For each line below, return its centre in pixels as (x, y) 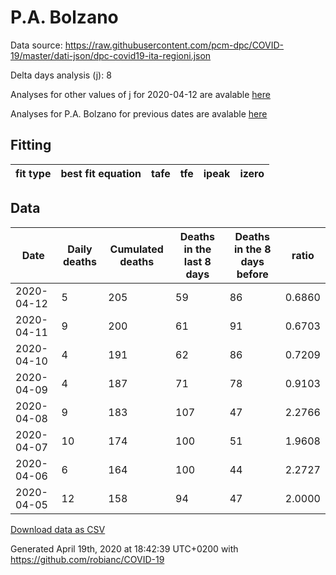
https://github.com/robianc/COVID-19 (87, 559)
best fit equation (101, 173)
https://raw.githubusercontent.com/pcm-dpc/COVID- (174, 45)
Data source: (36, 45)
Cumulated (136, 249)
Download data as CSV (58, 529)
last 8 (197, 261)
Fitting (31, 145)
